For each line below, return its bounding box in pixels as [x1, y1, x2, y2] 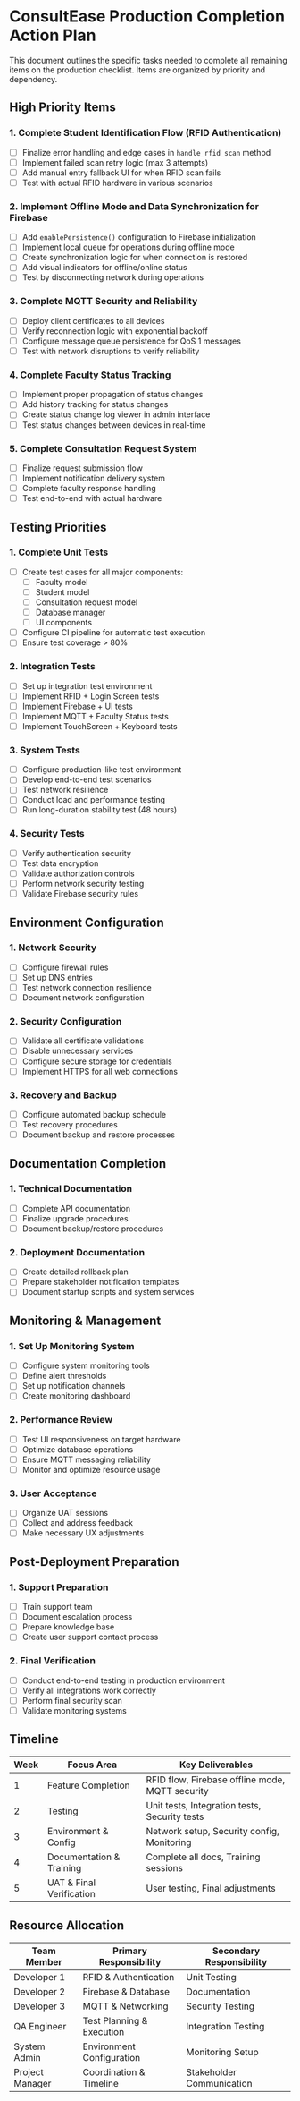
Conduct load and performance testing [21, 795, 166, 805]
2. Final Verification [9, 1654, 96, 1667]
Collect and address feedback [21, 1518, 134, 1528]
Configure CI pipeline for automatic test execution [21, 627, 206, 638]
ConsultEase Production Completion [9, 6, 286, 27]
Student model [35, 586, 90, 597]
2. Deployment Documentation [9, 1246, 146, 1258]
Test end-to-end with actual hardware [21, 493, 162, 504]
